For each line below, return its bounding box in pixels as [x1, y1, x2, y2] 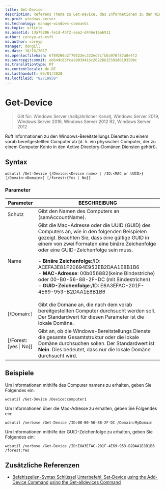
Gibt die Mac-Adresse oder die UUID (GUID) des [38, 222, 151, 229]
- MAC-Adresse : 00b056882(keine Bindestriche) [38, 270, 156, 276]
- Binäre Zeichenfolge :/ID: [38, 257, 101, 264]
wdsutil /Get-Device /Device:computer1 [5, 397, 87, 401]
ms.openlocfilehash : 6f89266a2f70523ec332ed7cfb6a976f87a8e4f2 [5, 53, 137, 58]
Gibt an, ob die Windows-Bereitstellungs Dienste [38, 328, 151, 335]
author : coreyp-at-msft [5, 35, 54, 40]
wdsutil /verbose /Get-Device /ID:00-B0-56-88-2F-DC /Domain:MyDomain [5, 420, 153, 425]
